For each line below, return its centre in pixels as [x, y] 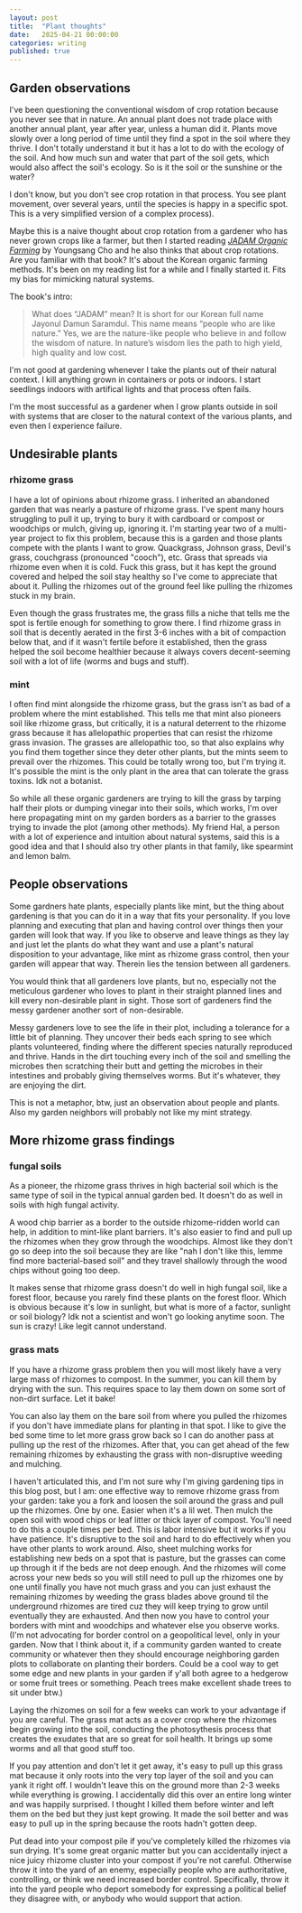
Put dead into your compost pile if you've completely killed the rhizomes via [150, 1841]
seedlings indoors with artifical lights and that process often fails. [130, 388]
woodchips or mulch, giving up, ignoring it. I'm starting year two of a [136, 528]
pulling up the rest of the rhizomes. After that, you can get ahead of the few [150, 1444]
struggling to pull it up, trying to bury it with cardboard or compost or [137, 518]
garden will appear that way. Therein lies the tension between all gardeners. [150, 964]
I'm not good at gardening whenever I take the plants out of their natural [143, 369]
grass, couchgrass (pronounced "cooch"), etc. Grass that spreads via [139, 557]
